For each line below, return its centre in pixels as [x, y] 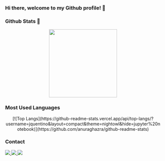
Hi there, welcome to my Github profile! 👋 [55, 8]
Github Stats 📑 [23, 21]
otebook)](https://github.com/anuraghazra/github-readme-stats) [83, 129]
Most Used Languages [33, 107]
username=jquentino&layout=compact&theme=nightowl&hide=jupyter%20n [83, 124]
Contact [15, 142]
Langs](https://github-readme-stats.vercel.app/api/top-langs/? [90, 118]
